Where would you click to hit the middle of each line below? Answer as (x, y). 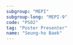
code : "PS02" (22, 22)
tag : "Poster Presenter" (37, 28)
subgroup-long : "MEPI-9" (37, 17)
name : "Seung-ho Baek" (34, 33)
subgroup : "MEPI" (28, 11)
